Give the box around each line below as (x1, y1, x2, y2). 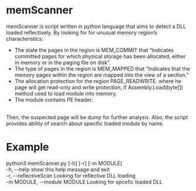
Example (6, 141, 49, 154)
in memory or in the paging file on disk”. (14, 59, 111, 66)
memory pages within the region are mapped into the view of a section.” (14, 71, 189, 78)
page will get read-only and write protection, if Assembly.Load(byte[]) (14, 84, 183, 91)
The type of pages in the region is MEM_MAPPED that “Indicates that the (14, 65, 190, 72)
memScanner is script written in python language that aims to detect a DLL (6, 23, 187, 30)
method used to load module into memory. (14, 90, 117, 97)
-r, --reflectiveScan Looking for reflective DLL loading (6, 172, 136, 179)
